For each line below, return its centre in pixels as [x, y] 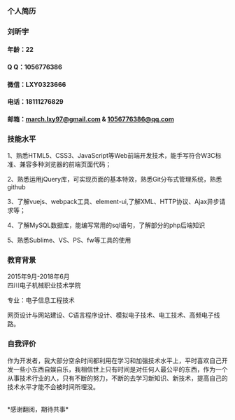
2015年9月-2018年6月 [38, 277]
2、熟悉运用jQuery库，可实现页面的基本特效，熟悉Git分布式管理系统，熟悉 [115, 179]
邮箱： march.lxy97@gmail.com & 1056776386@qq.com [91, 119]
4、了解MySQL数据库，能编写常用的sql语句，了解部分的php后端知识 [106, 225]
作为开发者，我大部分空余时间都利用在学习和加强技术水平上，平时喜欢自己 [114, 360]
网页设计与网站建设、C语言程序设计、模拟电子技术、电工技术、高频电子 [111, 315]
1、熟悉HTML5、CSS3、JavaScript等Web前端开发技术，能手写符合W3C [111, 156]
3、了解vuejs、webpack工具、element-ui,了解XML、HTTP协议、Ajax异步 [113, 202]
